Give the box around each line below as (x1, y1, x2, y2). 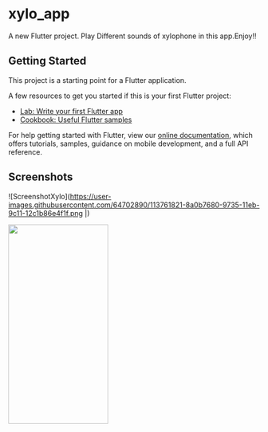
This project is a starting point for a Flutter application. (8, 75, 187, 84)
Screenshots (8, 171, 73, 184)
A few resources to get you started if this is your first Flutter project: (8, 91, 231, 100)
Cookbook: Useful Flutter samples (19, 115, 132, 124)
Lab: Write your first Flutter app (19, 106, 124, 116)
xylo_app (8, 5, 70, 23)
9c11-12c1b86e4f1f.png (8, 208, 84, 218)
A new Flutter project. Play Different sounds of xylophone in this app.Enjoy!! (8, 31, 257, 41)
